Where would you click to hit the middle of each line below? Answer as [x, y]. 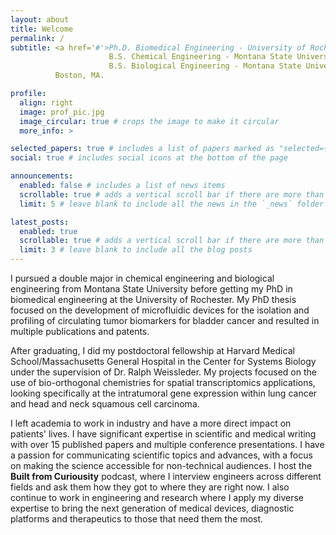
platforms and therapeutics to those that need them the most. [137, 519]
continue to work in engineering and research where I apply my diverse [157, 497]
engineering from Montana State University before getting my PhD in [151, 289]
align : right [46, 102]
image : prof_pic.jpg [62, 112]
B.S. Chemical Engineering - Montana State [200, 57]
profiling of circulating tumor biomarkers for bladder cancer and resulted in [165, 320]
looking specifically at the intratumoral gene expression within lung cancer [164, 393]
